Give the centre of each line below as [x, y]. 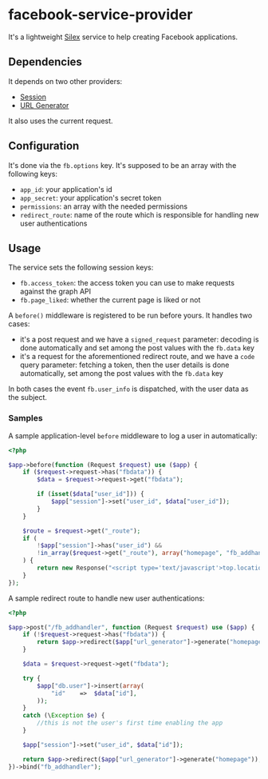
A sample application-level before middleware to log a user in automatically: [133, 435]
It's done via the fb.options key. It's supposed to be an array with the [122, 165]
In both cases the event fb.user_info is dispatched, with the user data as [128, 389]
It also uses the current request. [61, 121]
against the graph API [55, 292]
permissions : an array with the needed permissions [104, 206]
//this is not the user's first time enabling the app [130, 723]
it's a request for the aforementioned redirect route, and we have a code [137, 357]
